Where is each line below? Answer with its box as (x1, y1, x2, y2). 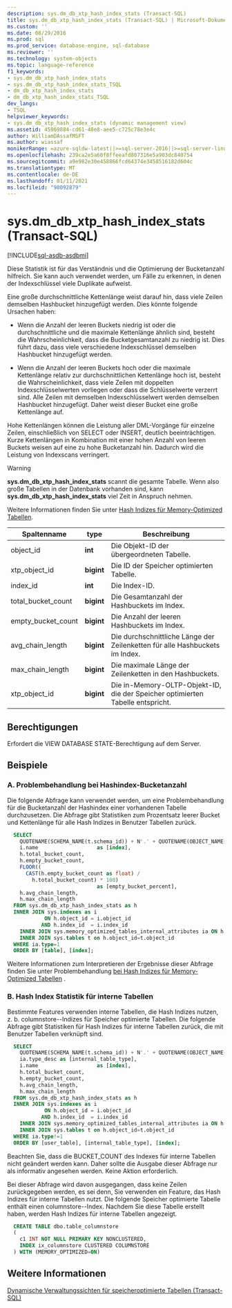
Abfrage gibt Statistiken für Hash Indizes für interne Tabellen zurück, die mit (7, 1022, 224, 1030)
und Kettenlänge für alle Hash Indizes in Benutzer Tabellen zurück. (7, 818, 197, 826)
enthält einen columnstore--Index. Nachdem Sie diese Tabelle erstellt (7, 1202, 205, 1210)
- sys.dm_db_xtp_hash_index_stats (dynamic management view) (7, 119, 187, 127)
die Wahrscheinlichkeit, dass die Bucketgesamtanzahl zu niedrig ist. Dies (17, 336, 225, 344)
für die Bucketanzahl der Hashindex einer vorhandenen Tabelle (7, 803, 187, 812)
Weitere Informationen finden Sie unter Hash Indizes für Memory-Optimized (7, 506, 223, 514)
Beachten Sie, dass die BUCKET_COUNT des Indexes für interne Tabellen (7, 1152, 216, 1160)
